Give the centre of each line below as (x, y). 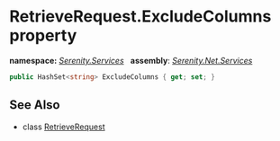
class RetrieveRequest (63, 127)
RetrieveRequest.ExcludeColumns (140, 17)
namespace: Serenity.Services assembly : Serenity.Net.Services (131, 60)
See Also (35, 105)
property (43, 35)
